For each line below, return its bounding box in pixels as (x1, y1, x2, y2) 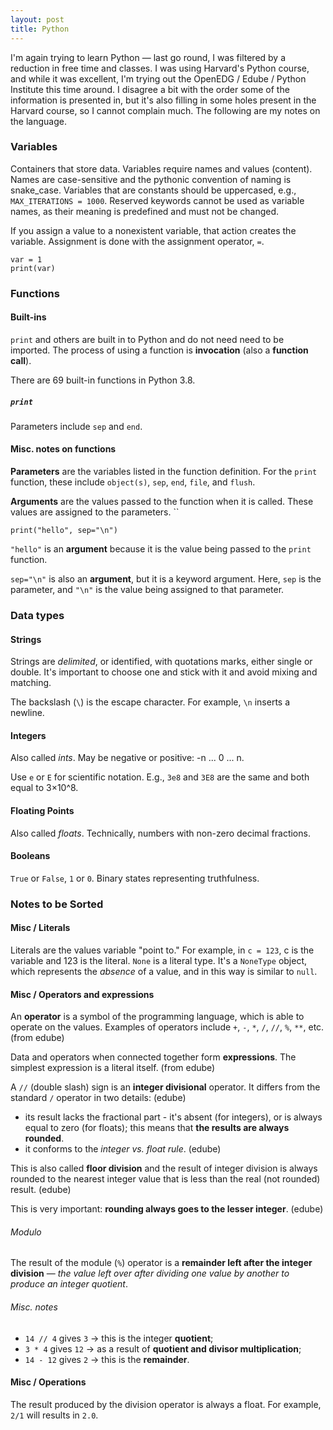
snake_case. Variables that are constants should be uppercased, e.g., (10, 184, 297, 196)
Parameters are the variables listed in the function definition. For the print (10, 466, 318, 478)
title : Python (10, 24, 70, 34)
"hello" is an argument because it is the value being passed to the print (10, 543, 312, 555)
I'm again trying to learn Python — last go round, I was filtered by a (10, 51, 287, 63)
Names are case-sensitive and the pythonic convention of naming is (10, 173, 292, 185)
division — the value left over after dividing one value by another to (10, 1267, 290, 1280)
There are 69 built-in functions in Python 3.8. (10, 374, 196, 386)
